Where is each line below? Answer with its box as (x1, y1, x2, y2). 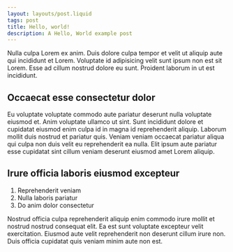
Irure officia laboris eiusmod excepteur (7, 167, 180, 179)
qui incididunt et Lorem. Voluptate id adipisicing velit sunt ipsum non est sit (7, 57, 223, 65)
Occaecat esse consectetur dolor (7, 92, 156, 104)
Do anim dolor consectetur (17, 201, 94, 209)
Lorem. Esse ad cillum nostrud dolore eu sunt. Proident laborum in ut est (7, 64, 215, 72)
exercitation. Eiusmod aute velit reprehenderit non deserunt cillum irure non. (7, 229, 226, 238)
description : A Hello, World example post (7, 29, 133, 37)
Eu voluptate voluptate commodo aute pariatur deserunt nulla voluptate (7, 110, 212, 119)
